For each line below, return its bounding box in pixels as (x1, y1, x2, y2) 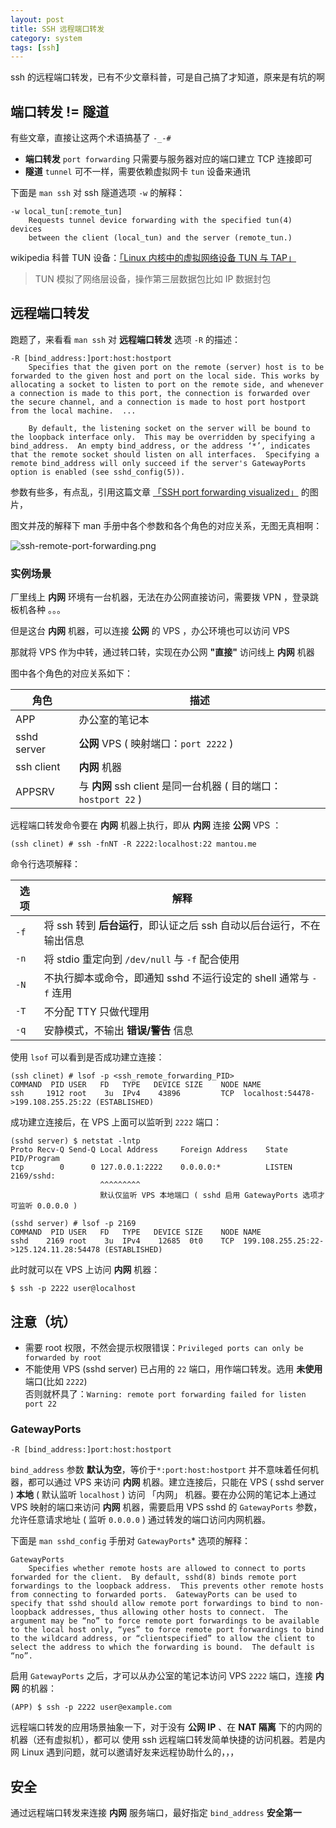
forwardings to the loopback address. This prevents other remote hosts (10, 1581, 325, 1591)
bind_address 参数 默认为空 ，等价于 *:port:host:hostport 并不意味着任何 (10, 1464, 310, 1476)
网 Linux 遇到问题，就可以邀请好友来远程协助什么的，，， (10, 1746, 240, 1758)
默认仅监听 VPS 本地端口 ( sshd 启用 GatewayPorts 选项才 (99, 1191, 325, 1201)
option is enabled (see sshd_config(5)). (10, 467, 186, 477)
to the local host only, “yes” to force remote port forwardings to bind (10, 1625, 325, 1635)
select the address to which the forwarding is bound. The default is (10, 1642, 315, 1653)
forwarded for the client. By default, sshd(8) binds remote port (10, 1572, 298, 1583)
